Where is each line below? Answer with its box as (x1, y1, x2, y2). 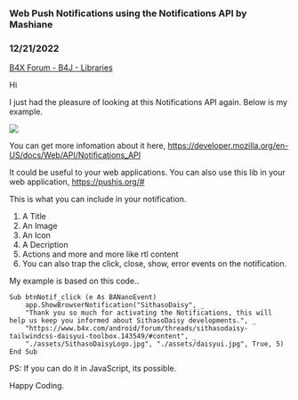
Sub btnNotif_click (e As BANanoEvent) (9, 293, 157, 302)
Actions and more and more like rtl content (21, 249, 180, 260)
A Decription (21, 240, 68, 250)
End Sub (9, 347, 38, 356)
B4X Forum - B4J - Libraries (9, 62, 113, 73)
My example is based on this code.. (9, 275, 140, 287)
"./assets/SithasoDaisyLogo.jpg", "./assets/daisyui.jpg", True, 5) (25, 339, 285, 349)
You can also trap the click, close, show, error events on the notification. (21, 258, 287, 269)
